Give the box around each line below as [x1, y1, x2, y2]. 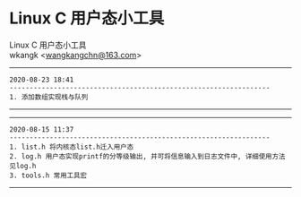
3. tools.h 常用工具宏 [9, 171, 88, 180]
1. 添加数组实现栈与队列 [9, 92, 89, 101]
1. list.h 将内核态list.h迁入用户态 [9, 142, 134, 151]
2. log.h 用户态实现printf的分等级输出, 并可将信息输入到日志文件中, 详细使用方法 [9, 151, 286, 161]
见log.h [9, 161, 37, 170]
